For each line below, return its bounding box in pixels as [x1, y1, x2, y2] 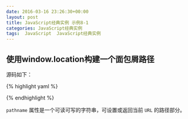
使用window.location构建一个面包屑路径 [6, 54, 155, 64]
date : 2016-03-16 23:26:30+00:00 [6, 8, 89, 15]
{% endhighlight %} [6, 94, 55, 101]
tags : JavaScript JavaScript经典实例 [6, 31, 101, 37]
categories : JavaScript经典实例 [6, 25, 83, 31]
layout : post [6, 14, 39, 20]
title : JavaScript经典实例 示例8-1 [6, 20, 89, 25]
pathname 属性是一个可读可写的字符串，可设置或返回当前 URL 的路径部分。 [6, 106, 186, 113]
